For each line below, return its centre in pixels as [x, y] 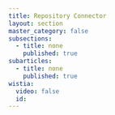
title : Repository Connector [57, 16]
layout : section [36, 23]
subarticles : [30, 62]
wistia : [21, 83]
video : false [38, 91]
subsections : [30, 38]
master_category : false [49, 31]
